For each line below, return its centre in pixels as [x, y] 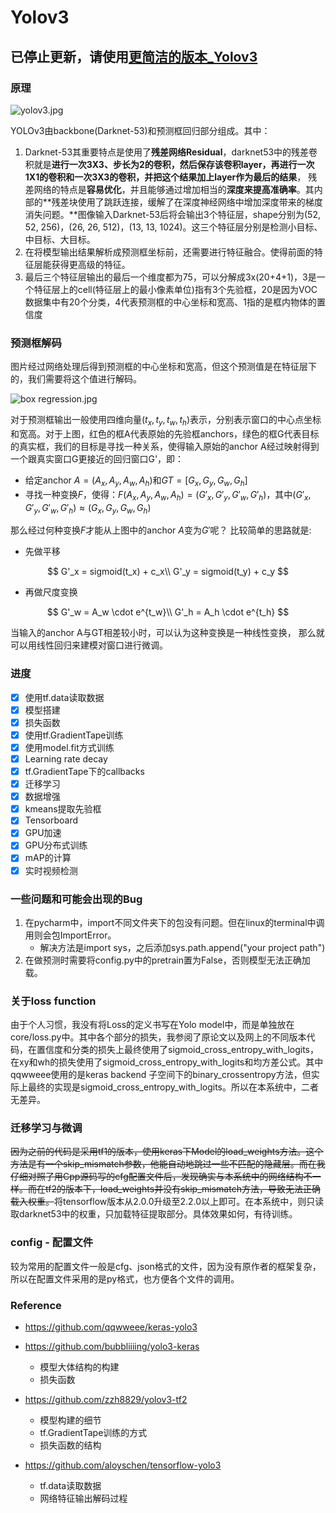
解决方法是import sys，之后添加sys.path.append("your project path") [182, 947]
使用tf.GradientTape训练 [74, 735]
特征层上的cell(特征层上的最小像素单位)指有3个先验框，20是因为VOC [175, 289]
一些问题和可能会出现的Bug [76, 899]
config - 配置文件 [52, 1243]
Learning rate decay [66, 758]
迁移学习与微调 [46, 1128]
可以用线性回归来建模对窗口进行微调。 [89, 645]
